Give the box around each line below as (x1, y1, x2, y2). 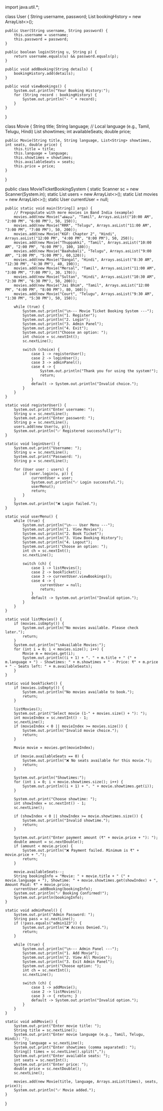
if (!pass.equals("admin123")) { (14, 921, 82, 926)
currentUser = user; (31, 476, 73, 480)
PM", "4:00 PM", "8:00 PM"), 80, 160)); (5, 287, 89, 292)
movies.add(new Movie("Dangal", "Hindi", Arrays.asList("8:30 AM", (14, 257, 154, 262)
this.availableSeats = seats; (14, 159, 76, 164)
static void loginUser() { (5, 441, 60, 446)
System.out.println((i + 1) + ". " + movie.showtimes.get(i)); (22, 784, 154, 789)
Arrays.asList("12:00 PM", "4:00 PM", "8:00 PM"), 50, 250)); (5, 236, 134, 241)
